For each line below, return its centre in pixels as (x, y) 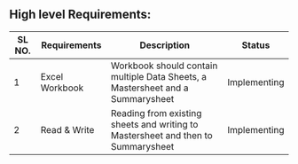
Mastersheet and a (149, 88)
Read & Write (67, 129)
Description (165, 45)
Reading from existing (156, 113)
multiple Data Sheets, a (158, 76)
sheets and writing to (154, 124)
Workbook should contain (164, 66)
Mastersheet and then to (161, 135)
